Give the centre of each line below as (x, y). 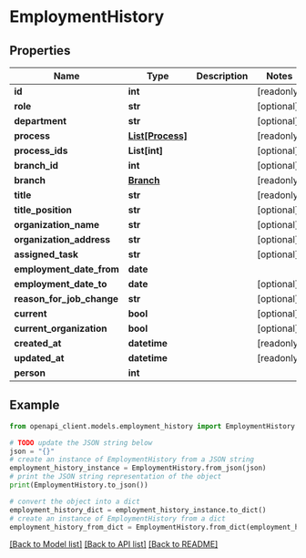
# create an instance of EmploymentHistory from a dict (117, 518)
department (40, 121)
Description (222, 76)
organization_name (57, 225)
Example (35, 405)
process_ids (41, 150)
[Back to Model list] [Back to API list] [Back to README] (114, 544)
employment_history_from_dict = (71, 527)
